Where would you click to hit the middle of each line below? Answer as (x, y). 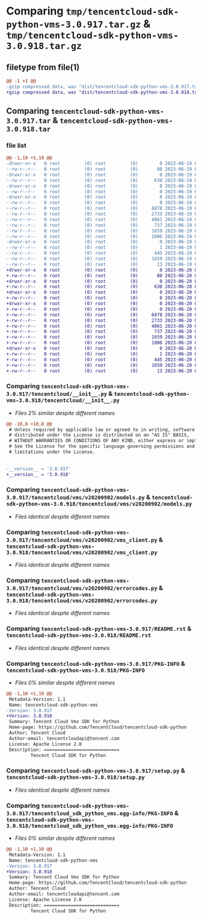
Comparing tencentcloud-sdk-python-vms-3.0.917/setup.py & (96, 771)
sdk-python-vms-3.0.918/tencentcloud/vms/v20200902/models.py (99, 504)
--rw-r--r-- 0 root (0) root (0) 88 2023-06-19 (99, 169)
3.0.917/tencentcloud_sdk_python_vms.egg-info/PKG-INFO (90, 813)
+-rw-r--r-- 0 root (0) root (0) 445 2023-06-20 (99, 360)
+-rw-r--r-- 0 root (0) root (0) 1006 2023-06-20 (99, 343)
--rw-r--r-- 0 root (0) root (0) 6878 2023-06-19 (99, 208)
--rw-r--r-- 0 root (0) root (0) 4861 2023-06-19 (99, 219)
